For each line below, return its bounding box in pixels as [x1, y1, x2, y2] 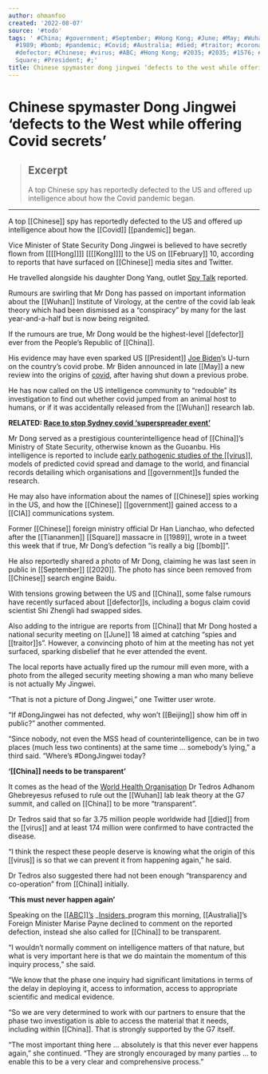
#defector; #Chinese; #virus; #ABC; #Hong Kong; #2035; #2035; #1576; [15, 49, 255, 57]
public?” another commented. [8, 718, 106, 727]
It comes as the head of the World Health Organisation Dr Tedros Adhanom [8, 782, 255, 791]
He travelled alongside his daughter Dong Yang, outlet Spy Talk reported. [8, 272, 249, 282]
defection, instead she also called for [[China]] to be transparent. [8, 927, 222, 937]
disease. [8, 831, 37, 841]
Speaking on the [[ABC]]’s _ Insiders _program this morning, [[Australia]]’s [8, 910, 247, 919]
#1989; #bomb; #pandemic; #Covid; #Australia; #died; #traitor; [15, 42, 234, 50]
